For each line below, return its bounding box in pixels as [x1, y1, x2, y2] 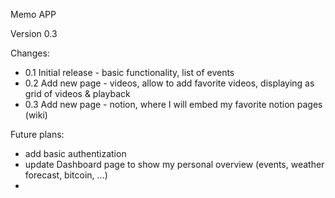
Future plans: [10, 129, 65, 140]
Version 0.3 [10, 28, 58, 39]
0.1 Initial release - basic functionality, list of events [24, 67, 235, 78]
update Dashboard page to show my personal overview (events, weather [24, 159, 325, 170]
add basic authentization [24, 148, 127, 159]
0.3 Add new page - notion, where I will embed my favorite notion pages [24, 99, 323, 110]
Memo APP [10, 9, 57, 20]
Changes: [10, 47, 50, 59]
